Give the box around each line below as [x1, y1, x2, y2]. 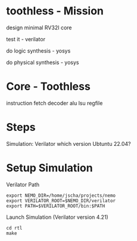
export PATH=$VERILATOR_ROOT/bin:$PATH [6, 203, 105, 209]
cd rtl [6, 225, 23, 231]
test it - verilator [6, 35, 46, 42]
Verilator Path [6, 181, 40, 188]
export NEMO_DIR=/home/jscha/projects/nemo [6, 193, 116, 199]
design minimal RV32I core [6, 24, 72, 31]
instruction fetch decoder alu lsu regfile [6, 99, 103, 106]
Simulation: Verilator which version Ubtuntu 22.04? [6, 140, 131, 147]
